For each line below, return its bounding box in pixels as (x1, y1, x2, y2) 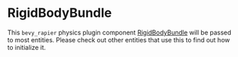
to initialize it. (7, 43, 46, 51)
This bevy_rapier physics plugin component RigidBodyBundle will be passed (7, 28, 232, 37)
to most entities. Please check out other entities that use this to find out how (7, 35, 230, 44)
